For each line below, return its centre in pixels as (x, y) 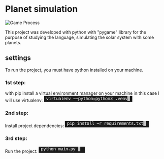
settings (18, 58)
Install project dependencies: (34, 126)
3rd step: (16, 138)
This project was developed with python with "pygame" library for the (76, 32)
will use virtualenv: (24, 100)
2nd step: (17, 113)
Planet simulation (41, 9)
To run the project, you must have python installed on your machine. (74, 70)
